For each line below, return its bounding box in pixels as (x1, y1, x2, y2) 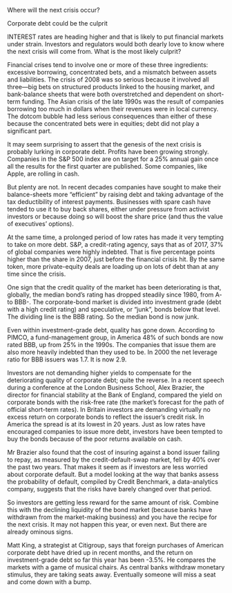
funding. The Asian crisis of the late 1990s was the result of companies (21, 97, 224, 106)
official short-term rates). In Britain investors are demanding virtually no (7, 406, 211, 413)
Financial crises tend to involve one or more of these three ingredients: (7, 61, 209, 68)
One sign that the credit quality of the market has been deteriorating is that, (7, 283, 222, 291)
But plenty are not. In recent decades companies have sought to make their (7, 183, 222, 191)
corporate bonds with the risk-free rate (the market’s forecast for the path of (7, 398, 224, 406)
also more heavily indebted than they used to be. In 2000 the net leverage (7, 348, 217, 356)
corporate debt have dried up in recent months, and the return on (7, 549, 193, 556)
